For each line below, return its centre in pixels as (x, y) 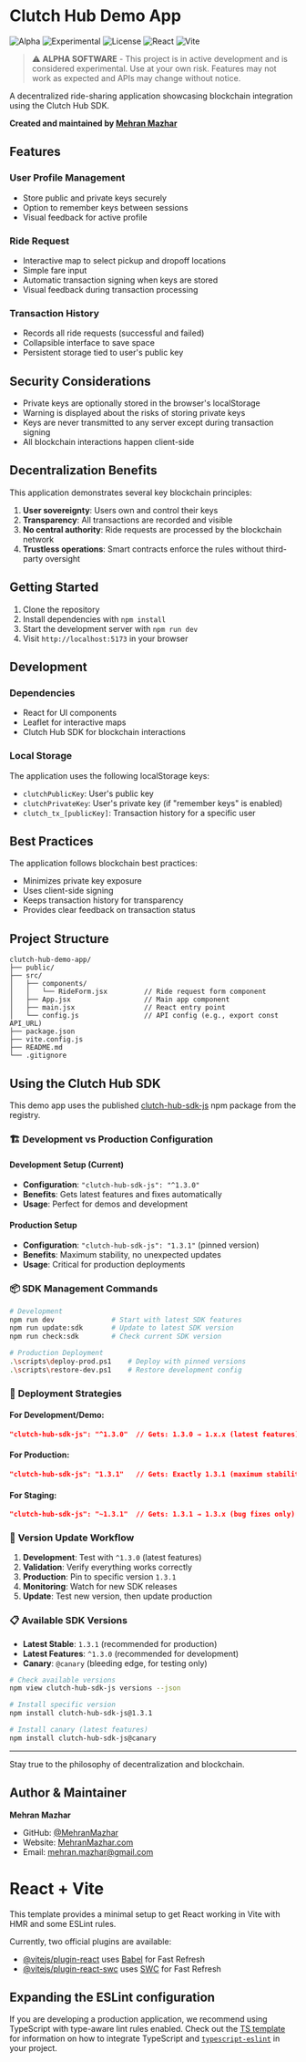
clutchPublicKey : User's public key (88, 793)
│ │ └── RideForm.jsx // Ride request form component (138, 992)
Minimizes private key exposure (82, 881)
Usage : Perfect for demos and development (105, 1204)
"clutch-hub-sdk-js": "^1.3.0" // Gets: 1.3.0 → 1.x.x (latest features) (154, 1434)
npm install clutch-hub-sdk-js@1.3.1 (81, 1714)
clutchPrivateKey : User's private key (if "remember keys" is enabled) (153, 803)
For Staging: (33, 1495)
